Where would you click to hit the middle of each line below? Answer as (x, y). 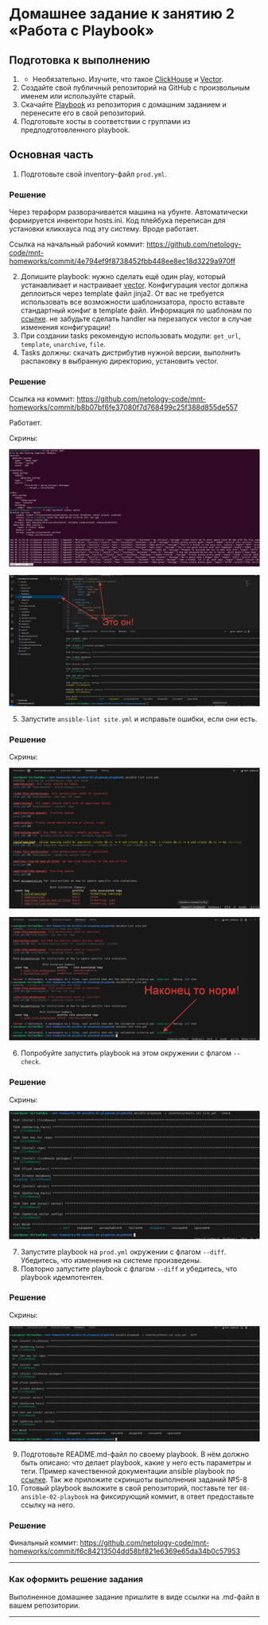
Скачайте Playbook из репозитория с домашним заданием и (123, 105)
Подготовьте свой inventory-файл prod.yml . (94, 174)
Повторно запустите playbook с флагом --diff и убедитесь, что (129, 1269)
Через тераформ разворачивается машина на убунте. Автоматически (128, 212)
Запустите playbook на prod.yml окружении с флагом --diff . (123, 1252)
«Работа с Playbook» (82, 31)
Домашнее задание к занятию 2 (122, 14)
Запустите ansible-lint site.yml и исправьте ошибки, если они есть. (139, 719)
